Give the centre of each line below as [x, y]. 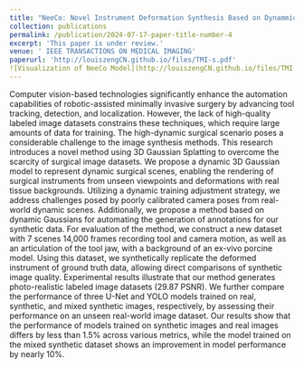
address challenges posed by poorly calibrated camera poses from [134, 199]
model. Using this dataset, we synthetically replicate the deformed [133, 257]
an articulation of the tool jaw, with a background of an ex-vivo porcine [141, 248]
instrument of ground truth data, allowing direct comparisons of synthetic [146, 267]
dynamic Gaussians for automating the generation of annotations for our [144, 219]
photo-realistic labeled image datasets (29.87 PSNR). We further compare [147, 286]
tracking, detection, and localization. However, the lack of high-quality [140, 113]
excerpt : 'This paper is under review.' [87, 43]
